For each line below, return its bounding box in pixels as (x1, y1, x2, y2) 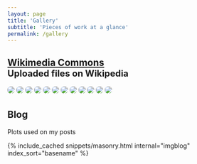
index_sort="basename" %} (7, 148, 89, 157)
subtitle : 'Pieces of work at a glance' (7, 23, 129, 31)
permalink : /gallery (7, 30, 69, 38)
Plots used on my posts (7, 127, 76, 136)
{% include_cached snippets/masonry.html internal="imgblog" (7, 141, 191, 150)
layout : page (7, 10, 46, 18)
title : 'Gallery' (7, 17, 59, 24)
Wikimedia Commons (7, 56, 105, 68)
